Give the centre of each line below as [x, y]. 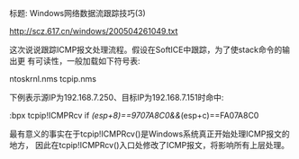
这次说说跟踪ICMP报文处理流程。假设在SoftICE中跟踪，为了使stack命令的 [146, 49]
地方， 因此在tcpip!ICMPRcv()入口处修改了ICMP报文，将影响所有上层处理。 [149, 145]
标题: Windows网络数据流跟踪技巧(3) [77, 13]
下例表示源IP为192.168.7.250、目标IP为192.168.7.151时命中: [117, 97]
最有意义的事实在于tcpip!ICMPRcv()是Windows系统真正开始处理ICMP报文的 [149, 134]
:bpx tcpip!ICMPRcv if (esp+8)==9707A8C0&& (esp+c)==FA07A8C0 [134, 115]
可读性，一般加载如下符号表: [87, 61]
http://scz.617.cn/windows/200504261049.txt [94, 31]
